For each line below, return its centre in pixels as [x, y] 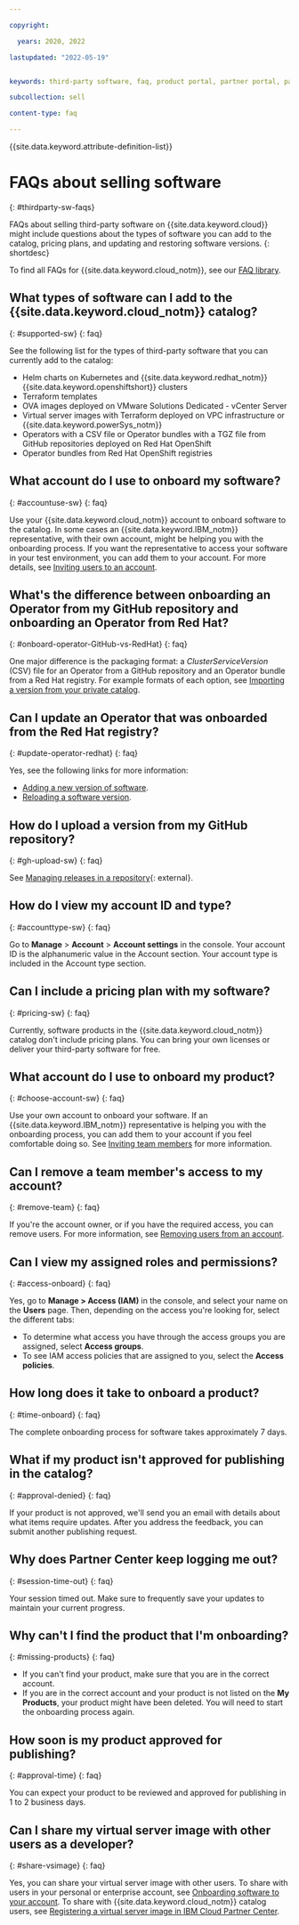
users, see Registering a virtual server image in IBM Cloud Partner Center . [145, 1911]
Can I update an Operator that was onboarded [138, 718]
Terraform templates [60, 396]
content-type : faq [43, 114]
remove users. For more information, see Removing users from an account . [147, 1234]
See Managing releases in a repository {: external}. [101, 877]
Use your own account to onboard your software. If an [109, 1116]
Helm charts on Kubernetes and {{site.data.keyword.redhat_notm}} [145, 377]
